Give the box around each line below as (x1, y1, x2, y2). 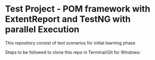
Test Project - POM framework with (5, 3, 151, 15)
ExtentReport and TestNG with (5, 14, 131, 25)
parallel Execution (5, 24, 79, 35)
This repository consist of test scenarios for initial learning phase (5, 40, 136, 45)
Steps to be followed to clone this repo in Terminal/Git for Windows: (5, 49, 141, 55)
